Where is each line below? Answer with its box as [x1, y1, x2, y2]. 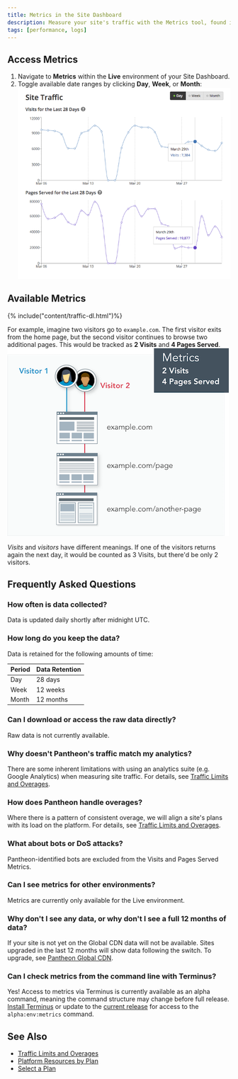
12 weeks [36, 685, 65, 694]
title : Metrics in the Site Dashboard [7, 11, 122, 18]
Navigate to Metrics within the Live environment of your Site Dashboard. [17, 72, 230, 81]
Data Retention [36, 666, 81, 674]
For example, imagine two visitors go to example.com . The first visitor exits [7, 325, 222, 333]
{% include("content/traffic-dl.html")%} [7, 312, 123, 320]
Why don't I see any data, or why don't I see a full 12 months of [7, 913, 227, 923]
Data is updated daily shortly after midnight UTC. [7, 616, 150, 624]
